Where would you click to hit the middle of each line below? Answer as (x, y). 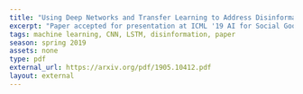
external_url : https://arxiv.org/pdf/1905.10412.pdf (110, 68)
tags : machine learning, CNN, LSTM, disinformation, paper (123, 34)
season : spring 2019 (48, 43)
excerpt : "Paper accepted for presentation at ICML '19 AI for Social (145, 26)
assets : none (34, 51)
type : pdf (28, 59)
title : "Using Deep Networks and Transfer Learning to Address (131, 17)
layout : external (42, 76)
